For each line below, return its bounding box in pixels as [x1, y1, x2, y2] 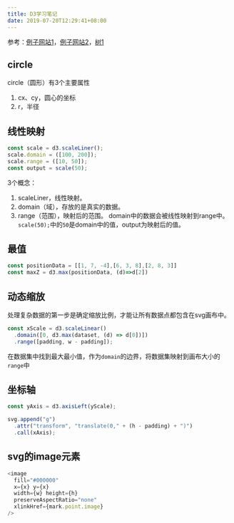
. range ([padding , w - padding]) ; [14, 338, 113, 346]
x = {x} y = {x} [14, 483, 50, 490]
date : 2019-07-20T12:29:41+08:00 [7, 17, 107, 24]
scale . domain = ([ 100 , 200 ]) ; [7, 151, 98, 158]
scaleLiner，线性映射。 [17, 193, 86, 202]
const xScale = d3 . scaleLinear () [7, 325, 107, 332]
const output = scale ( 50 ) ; [7, 165, 88, 172]
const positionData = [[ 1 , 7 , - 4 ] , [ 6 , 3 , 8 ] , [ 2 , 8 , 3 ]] [7, 262, 177, 269]
